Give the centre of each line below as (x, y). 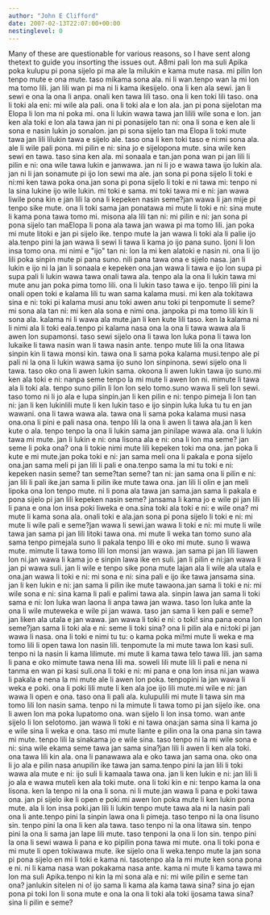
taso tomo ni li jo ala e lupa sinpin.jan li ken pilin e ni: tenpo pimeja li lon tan (132, 397)
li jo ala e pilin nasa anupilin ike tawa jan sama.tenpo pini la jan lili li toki (126, 765)
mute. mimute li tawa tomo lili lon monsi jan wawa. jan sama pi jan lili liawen (133, 551)
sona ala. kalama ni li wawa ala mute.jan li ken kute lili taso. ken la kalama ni (134, 320)
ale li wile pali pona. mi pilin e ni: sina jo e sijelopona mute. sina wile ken (127, 148)
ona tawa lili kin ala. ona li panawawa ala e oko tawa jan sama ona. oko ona (133, 757)
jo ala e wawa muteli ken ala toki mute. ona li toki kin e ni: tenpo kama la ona (135, 783)
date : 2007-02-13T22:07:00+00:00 (64, 23)
